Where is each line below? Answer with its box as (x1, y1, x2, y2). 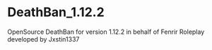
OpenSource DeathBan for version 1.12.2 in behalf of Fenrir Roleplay (7, 27, 205, 36)
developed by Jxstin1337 (7, 35, 80, 43)
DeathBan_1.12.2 (7, 4, 105, 20)
